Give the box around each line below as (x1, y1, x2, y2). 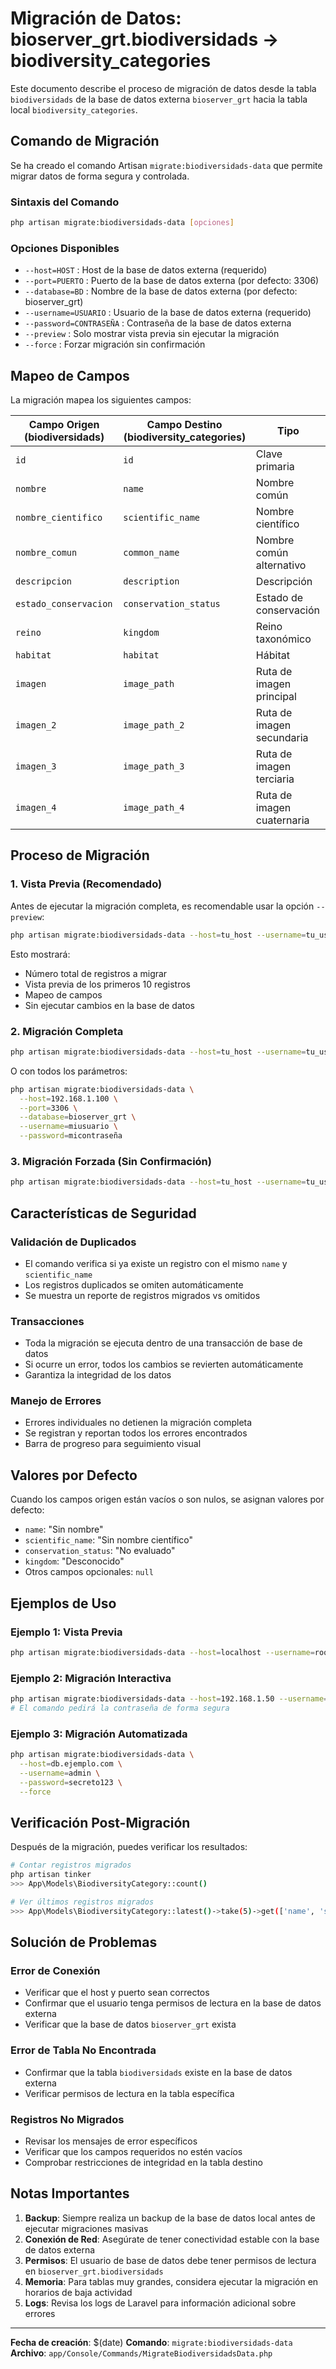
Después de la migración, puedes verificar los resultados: (10, 1841, 248, 1853)
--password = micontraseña (19, 1131, 123, 1141)
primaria (255, 460, 295, 474)
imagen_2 (15, 720, 57, 731)
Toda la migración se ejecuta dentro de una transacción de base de (24, 1337, 303, 1349)
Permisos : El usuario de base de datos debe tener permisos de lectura (24, 2254, 317, 2266)
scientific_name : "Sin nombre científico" (24, 1534, 193, 1546)
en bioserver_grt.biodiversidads (24, 2265, 164, 2277)
